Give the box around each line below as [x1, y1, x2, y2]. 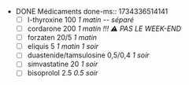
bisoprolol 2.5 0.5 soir [27, 68, 98, 78]
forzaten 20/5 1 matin [27, 33, 97, 42]
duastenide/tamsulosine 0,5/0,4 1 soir [27, 50, 150, 60]
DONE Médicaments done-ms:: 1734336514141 [15, 7, 169, 16]
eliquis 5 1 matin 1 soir [27, 42, 99, 51]
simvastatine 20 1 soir [27, 59, 98, 69]
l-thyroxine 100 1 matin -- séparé [27, 15, 135, 24]
